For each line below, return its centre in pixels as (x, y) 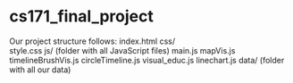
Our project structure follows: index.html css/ (92, 41)
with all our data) (40, 70)
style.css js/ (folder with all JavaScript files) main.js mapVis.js (122, 50)
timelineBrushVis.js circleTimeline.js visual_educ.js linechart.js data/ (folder (147, 60)
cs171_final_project (81, 17)
